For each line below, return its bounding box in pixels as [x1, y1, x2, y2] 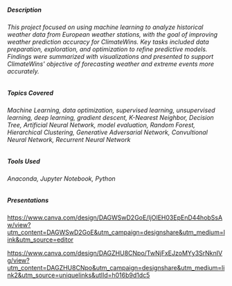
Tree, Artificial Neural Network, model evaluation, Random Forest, [7, 120, 196, 129]
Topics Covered [7, 89, 54, 97]
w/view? [7, 220, 31, 229]
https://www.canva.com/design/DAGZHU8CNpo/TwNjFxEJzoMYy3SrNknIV [7, 249, 223, 257]
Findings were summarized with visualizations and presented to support [7, 52, 214, 60]
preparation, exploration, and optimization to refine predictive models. [7, 45, 208, 53]
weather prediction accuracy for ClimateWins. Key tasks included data [7, 37, 209, 46]
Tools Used [7, 157, 40, 166]
